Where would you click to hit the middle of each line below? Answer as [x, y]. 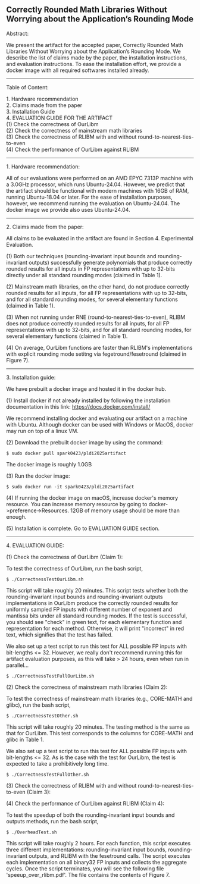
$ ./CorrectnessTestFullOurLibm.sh [50, 676]
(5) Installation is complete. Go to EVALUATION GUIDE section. [83, 528]
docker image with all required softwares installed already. [78, 70]
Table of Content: [27, 87]
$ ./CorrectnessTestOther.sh [42, 716]
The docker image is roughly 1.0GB [49, 464]
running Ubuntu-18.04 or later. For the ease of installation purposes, [89, 197]
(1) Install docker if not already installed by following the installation [88, 400]
